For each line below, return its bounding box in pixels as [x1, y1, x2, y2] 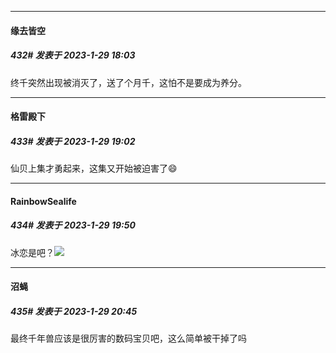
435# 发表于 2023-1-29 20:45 [10, 305, 138, 317]
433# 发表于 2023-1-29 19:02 [10, 135, 136, 147]
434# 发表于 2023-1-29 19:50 [10, 219, 136, 231]
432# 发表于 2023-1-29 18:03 [10, 49, 136, 61]
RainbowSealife [10, 195, 77, 207]
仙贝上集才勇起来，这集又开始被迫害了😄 [10, 162, 178, 175]
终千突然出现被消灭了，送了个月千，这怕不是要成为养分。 [10, 76, 247, 88]
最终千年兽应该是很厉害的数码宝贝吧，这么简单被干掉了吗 [10, 332, 247, 345]
